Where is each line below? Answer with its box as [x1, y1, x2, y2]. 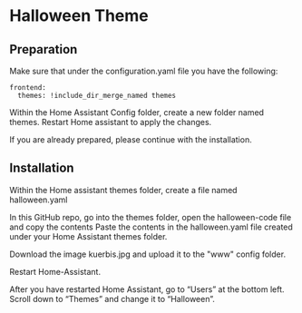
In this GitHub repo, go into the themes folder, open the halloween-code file [9, 211, 292, 222]
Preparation [9, 42, 78, 57]
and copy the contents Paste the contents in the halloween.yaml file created [9, 221, 293, 232]
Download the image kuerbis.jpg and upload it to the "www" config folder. [9, 249, 287, 259]
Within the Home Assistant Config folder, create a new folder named [9, 107, 265, 118]
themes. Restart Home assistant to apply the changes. [9, 117, 212, 127]
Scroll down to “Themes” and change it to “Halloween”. [9, 293, 215, 304]
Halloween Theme [9, 5, 150, 26]
